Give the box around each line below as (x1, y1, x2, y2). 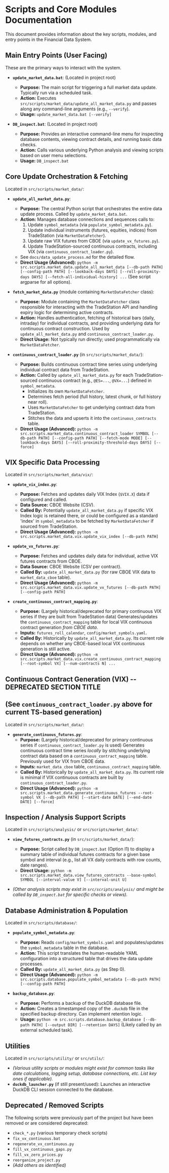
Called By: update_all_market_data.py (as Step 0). (20, 966, 125, 972)
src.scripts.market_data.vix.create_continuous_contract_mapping (20, 657, 161, 662)
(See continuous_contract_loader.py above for (5, 700, 153, 709)
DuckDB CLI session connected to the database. (12, 1086, 114, 1092)
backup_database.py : (12, 990, 55, 996)
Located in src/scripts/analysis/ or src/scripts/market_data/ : (5, 827, 139, 833)
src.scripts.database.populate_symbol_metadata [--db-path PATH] (20, 977, 161, 982)
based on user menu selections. (20, 152, 87, 158)
